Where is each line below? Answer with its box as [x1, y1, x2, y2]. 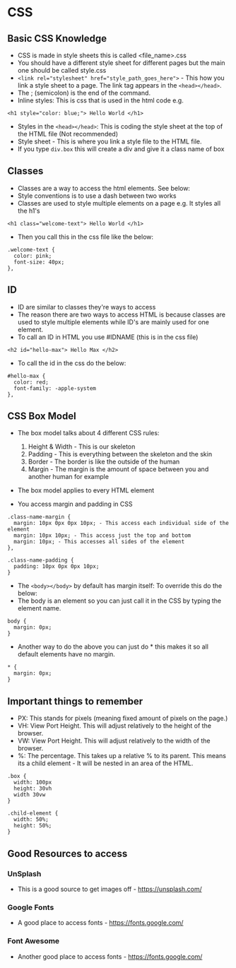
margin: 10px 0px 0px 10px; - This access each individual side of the [13, 520, 230, 527]
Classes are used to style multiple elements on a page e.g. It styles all [17, 199, 221, 207]
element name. [17, 604, 61, 613]
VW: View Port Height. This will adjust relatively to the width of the [17, 736, 211, 745]
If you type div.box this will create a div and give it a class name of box [17, 145, 225, 153]
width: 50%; [13, 816, 49, 823]
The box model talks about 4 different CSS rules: [17, 429, 160, 437]
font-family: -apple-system [13, 384, 97, 392]
